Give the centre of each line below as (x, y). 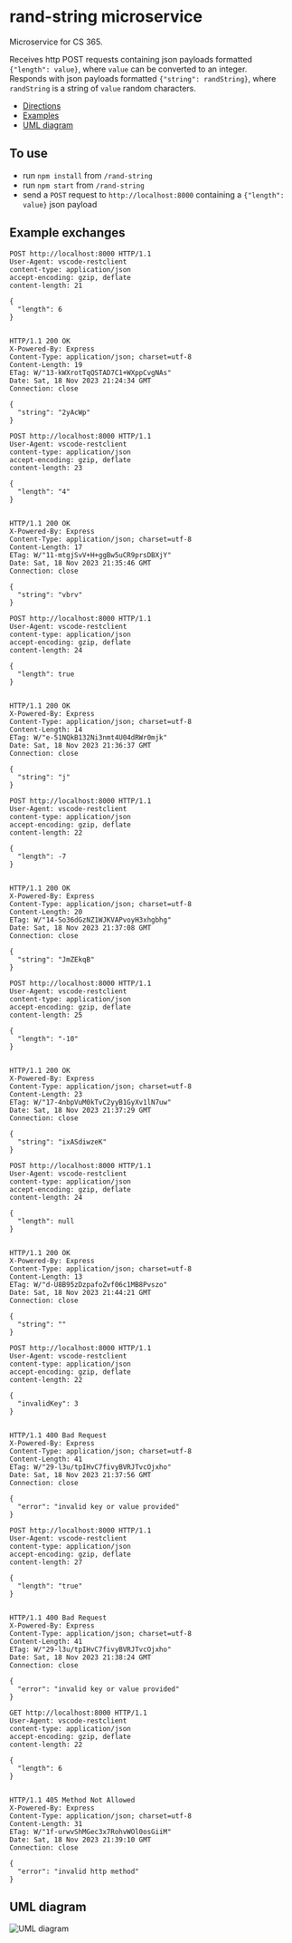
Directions (42, 105)
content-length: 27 (46, 1562)
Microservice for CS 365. (56, 42)
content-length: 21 (46, 285)
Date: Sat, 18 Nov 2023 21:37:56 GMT (80, 1474)
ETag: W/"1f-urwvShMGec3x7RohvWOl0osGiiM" (90, 1832)
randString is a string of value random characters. (103, 88)
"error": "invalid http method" (79, 1871)
